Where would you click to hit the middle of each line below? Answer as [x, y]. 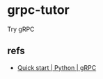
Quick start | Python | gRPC [57, 67]
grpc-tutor [38, 10]
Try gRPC [21, 29]
